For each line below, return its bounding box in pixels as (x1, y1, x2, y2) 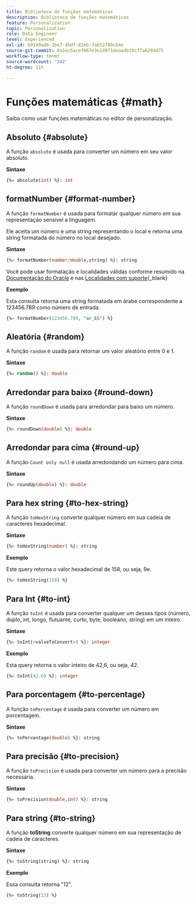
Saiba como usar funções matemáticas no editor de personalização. (6, 115, 174, 122)
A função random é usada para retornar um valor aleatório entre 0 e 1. (6, 347, 175, 355)
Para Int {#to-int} (6, 594, 71, 604)
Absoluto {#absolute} (6, 132, 88, 142)
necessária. (6, 773, 35, 780)
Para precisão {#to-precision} (6, 751, 120, 761)
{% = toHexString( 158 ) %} (6, 577, 68, 584)
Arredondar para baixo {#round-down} (6, 387, 154, 397)
